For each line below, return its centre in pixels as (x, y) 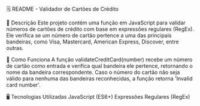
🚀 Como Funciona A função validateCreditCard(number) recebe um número (99, 60)
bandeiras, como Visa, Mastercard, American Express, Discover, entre (93, 42)
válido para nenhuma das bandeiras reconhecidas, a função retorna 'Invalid (99, 79)
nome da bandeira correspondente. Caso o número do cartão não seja (93, 72)
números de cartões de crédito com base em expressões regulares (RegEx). (100, 29)
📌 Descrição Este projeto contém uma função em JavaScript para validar (96, 23)
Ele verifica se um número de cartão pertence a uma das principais (89, 35)
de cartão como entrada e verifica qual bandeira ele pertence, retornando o (99, 66)
